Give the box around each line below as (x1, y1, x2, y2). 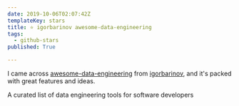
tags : (7, 30, 24, 38)
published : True (7, 43, 56, 51)
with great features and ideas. (7, 77, 96, 85)
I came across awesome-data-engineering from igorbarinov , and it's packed (7, 69, 232, 78)
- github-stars (14, 37, 59, 44)
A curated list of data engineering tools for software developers (7, 90, 194, 99)
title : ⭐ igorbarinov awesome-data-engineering (7, 23, 152, 31)
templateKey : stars (7, 17, 66, 24)
